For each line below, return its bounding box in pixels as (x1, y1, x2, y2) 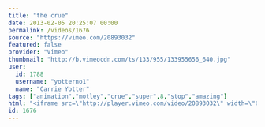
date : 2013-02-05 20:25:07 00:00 (8, 19, 118, 27)
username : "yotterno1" (15, 77, 90, 85)
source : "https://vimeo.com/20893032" (8, 33, 136, 42)
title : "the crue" (8, 11, 69, 20)
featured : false (8, 41, 62, 49)
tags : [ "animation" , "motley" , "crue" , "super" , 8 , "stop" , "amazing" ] (8, 92, 228, 100)
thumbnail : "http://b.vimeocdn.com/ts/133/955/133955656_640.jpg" (8, 56, 231, 64)
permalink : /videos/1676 (8, 26, 90, 34)
